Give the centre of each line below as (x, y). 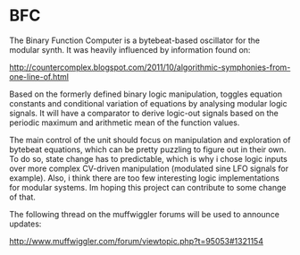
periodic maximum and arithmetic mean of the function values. (125, 123)
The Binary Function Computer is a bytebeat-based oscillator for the (135, 40)
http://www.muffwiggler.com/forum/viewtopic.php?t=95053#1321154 (136, 241)
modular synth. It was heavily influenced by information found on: (130, 49)
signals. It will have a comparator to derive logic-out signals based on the (144, 113)
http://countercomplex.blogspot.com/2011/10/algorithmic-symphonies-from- (150, 67)
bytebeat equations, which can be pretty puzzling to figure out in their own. (148, 149)
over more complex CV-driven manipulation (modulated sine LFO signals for (149, 168)
